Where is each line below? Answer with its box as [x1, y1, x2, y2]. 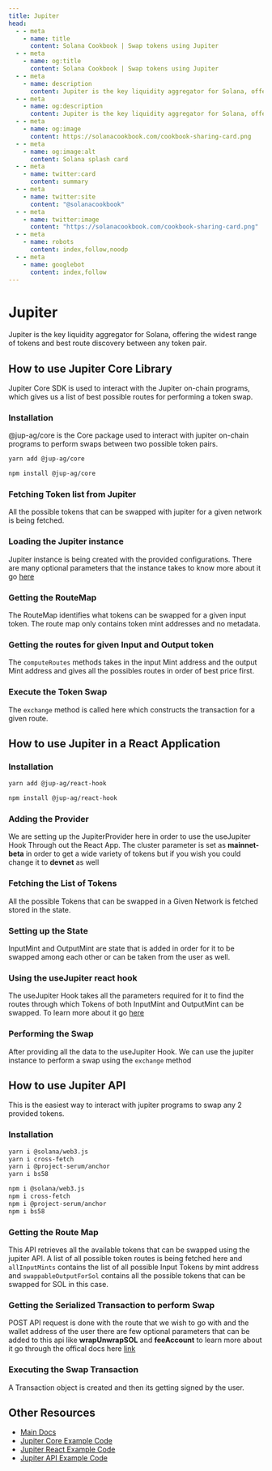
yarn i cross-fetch [8, 1155, 74, 1163]
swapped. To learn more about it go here [8, 1008, 144, 1018]
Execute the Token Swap [8, 686, 108, 698]
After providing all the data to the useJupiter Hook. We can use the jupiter [8, 1046, 254, 1056]
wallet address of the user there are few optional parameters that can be [8, 1327, 250, 1336]
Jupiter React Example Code [19, 1444, 116, 1455]
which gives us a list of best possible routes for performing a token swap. [8, 392, 253, 402]
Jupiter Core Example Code [19, 1436, 113, 1446]
